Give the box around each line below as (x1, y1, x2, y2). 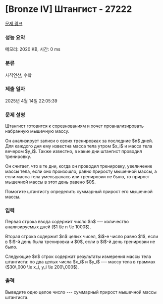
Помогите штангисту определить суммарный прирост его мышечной (5, 189, 153, 195)
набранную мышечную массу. (5, 128, 69, 134)
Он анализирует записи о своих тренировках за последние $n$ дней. (5, 138, 153, 144)
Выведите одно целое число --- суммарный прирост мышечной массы (5, 289, 157, 295)
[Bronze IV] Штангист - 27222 (5, 3, 132, 15)
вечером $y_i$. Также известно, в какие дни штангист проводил (5, 149, 142, 154)
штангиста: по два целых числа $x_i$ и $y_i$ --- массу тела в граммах (5, 259, 156, 265)
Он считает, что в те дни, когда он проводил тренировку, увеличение (5, 163, 153, 169)
